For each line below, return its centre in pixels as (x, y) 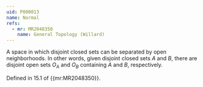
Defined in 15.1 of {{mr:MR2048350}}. (53, 78)
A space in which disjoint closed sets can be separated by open (86, 52)
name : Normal (23, 18)
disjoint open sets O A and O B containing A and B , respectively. (84, 66)
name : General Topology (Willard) (61, 35)
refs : (13, 23)
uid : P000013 (23, 12)
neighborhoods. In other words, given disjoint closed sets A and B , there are (102, 58)
